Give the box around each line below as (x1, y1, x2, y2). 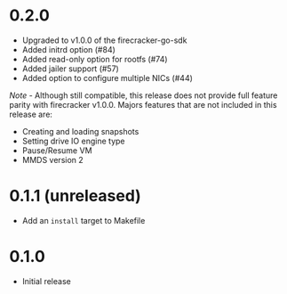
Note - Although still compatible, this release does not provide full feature (9, 90, 278, 101)
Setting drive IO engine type (21, 135, 125, 146)
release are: (9, 109, 53, 119)
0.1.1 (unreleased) (9, 186, 142, 206)
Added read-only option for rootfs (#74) (21, 53, 168, 64)
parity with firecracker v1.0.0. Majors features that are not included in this (9, 99, 277, 110)
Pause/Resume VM (21, 144, 92, 156)
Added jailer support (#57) (21, 63, 120, 74)
